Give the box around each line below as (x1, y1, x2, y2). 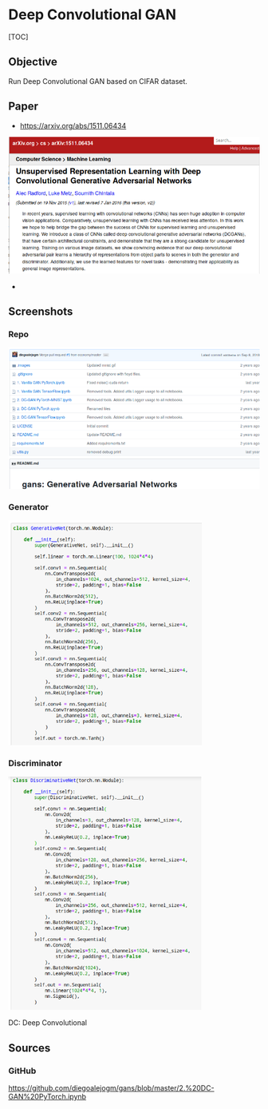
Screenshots (8, 305, 73, 319)
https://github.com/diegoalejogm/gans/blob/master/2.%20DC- (8, 1083, 215, 1093)
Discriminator (8, 757, 62, 769)
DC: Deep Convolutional (8, 1018, 88, 1028)
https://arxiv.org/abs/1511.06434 (19, 121, 127, 130)
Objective (8, 55, 58, 69)
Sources (8, 1041, 51, 1055)
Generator (8, 502, 49, 513)
